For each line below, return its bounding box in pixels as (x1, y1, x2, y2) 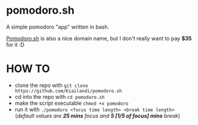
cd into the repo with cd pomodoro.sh (14, 93, 105, 100)
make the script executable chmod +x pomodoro (14, 99, 129, 107)
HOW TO (6, 62, 50, 76)
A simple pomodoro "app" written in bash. (6, 23, 109, 30)
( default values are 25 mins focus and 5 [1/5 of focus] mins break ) (14, 112, 181, 119)
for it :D (6, 41, 25, 48)
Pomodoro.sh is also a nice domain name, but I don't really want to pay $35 (6, 35, 192, 42)
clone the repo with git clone (14, 82, 88, 89)
